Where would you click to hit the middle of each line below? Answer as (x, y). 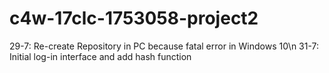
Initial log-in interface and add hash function (100, 56)
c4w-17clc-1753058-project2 (134, 18)
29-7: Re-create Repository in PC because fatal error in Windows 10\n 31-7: (164, 46)
